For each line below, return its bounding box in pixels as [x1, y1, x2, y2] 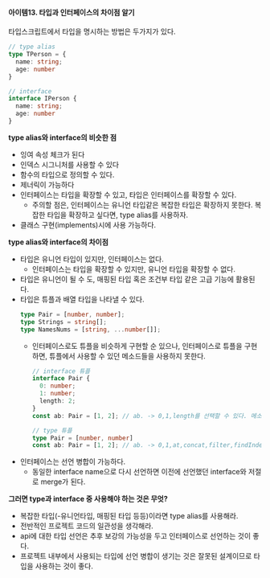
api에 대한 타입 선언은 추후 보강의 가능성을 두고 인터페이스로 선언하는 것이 [19, 531, 252, 541]
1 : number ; [39, 390, 76, 398]
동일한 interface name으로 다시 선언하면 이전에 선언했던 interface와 [31, 467, 247, 477]
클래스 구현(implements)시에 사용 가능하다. [19, 219, 157, 229]
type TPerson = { [8, 51, 67, 59]
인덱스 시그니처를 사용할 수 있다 [19, 159, 119, 169]
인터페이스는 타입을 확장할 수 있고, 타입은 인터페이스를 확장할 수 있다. [19, 190, 237, 199]
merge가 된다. [40, 477, 86, 486]
